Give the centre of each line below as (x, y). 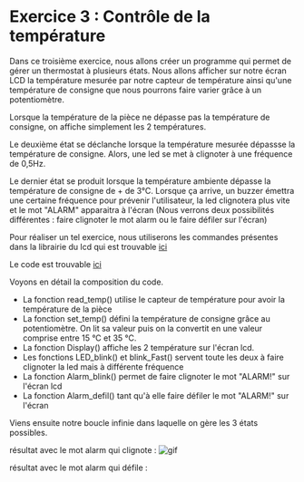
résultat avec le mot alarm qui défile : (78, 468)
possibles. (29, 432)
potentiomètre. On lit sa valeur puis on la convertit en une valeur (142, 328)
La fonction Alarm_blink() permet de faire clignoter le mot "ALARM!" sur (156, 376)
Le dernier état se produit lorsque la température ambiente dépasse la (140, 181)
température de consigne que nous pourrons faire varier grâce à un (136, 90)
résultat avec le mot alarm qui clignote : (83, 449)
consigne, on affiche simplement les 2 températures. (108, 126)
